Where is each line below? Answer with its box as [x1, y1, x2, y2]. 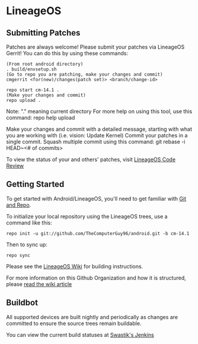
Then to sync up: [6, 241, 47, 248]
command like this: [6, 219, 52, 226]
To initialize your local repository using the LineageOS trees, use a [6, 213, 168, 220]
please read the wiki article [6, 280, 72, 288]
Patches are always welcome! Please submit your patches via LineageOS [6, 43, 185, 50]
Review [6, 162, 24, 169]
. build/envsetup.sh [6, 66, 58, 72]
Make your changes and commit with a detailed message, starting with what [6, 126, 193, 133]
